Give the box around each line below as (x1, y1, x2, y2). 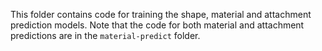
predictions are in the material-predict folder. (10, 30, 201, 41)
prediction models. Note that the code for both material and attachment (10, 19, 305, 31)
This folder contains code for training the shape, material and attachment (10, 9, 312, 20)
